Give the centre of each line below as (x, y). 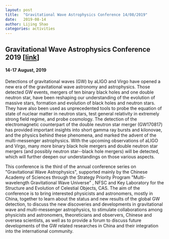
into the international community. (40, 231)
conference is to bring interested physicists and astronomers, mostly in (79, 193)
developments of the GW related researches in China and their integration (82, 225)
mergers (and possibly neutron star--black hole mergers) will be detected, (82, 151)
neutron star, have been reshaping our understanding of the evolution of (80, 97)
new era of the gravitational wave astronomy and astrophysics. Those (78, 87)
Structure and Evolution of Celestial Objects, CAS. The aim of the (73, 188)
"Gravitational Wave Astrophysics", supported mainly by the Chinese (76, 172)
